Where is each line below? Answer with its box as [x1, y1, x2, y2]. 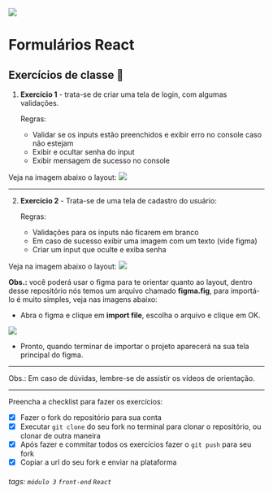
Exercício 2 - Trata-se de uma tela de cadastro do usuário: [19, 196, 217, 205]
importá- [230, 286, 260, 295]
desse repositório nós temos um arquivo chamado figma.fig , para [8, 286, 229, 295]
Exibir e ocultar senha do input [32, 147, 136, 156]
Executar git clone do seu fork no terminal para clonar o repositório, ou [19, 422, 262, 431]
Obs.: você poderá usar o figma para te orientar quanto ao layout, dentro [8, 278, 253, 286]
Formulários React [8, 36, 135, 55]
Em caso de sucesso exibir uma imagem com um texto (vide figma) [32, 236, 258, 246]
